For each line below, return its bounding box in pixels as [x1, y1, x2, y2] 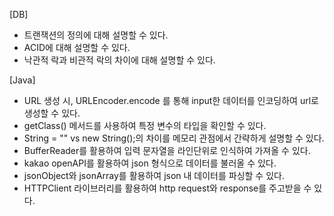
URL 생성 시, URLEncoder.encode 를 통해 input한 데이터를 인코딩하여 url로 [23, 95, 319, 106]
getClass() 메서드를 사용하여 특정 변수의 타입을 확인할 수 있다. [23, 120, 267, 131]
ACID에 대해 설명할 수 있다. [23, 42, 131, 53]
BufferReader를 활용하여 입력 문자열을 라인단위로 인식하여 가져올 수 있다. [23, 145, 311, 156]
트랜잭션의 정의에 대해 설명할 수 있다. [23, 29, 169, 41]
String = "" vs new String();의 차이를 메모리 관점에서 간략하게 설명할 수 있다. [23, 132, 325, 144]
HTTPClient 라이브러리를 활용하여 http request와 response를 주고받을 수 [23, 182, 312, 194]
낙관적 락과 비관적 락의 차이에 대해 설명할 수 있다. [23, 54, 216, 66]
